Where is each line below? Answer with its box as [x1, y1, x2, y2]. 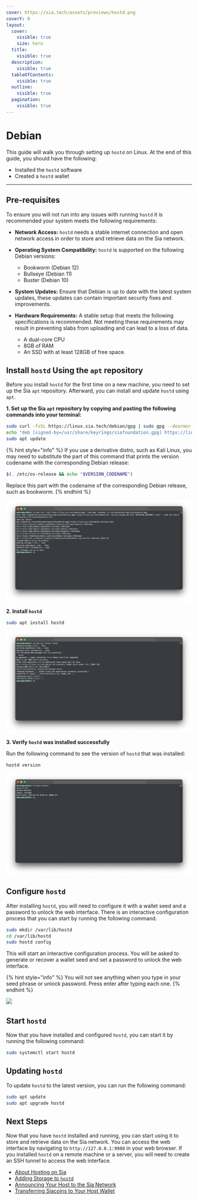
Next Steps [6, 1116, 48, 1126]
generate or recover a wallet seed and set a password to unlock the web [6, 956, 182, 963]
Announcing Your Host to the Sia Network [14, 1181, 117, 1188]
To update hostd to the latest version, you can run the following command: [6, 1081, 187, 1088]
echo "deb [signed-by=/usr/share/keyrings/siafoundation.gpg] [6, 429, 162, 436]
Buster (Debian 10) [23, 276, 69, 283]
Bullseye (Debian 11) [23, 270, 72, 277]
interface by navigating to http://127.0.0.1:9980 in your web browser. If [6, 1145, 183, 1152]
